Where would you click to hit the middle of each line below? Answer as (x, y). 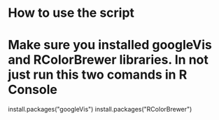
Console (33, 90)
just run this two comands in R (98, 75)
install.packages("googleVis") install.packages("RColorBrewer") (100, 109)
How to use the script (71, 13)
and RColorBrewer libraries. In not (108, 60)
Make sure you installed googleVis (110, 45)
